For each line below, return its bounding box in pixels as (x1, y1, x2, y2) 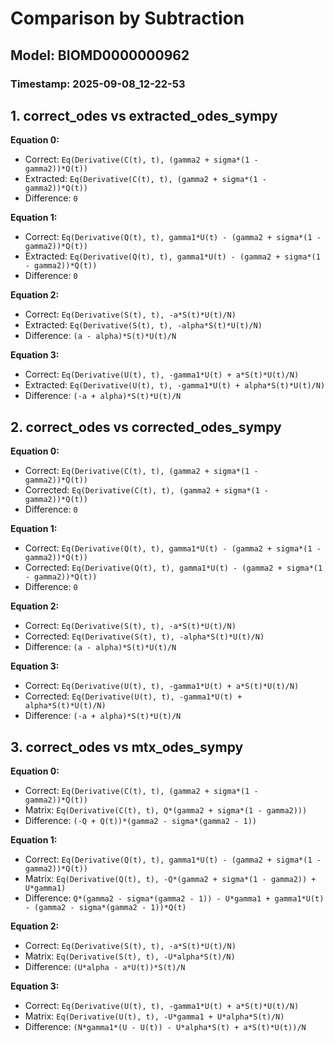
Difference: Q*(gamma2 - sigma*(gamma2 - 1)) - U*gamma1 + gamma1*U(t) (24, 892, 325, 904)
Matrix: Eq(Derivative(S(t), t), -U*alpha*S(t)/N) (24, 950, 236, 962)
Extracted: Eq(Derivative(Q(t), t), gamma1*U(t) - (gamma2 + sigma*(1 (24, 250, 321, 262)
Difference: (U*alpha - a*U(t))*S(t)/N (24, 960, 186, 972)
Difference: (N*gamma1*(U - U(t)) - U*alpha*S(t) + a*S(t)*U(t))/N (24, 1020, 307, 1032)
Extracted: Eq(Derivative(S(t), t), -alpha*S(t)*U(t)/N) (24, 319, 263, 331)
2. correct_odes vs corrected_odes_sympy (10, 418, 282, 436)
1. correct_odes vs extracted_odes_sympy (10, 107, 278, 124)
